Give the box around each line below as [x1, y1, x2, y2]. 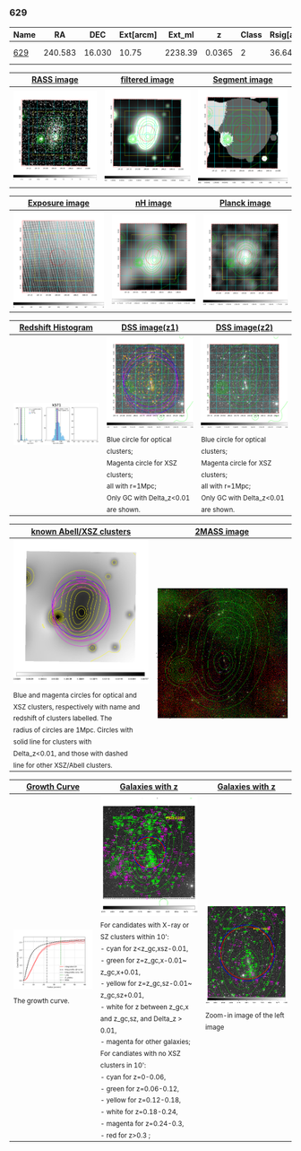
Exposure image [27, 197, 90, 208]
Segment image [212, 74, 273, 85]
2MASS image [194, 526, 249, 536]
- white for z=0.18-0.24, [99, 1107, 178, 1116]
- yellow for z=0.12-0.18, [99, 1096, 182, 1105]
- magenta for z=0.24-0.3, [99, 1119, 185, 1128]
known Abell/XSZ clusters [30, 526, 132, 536]
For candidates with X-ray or [99, 921, 190, 930]
